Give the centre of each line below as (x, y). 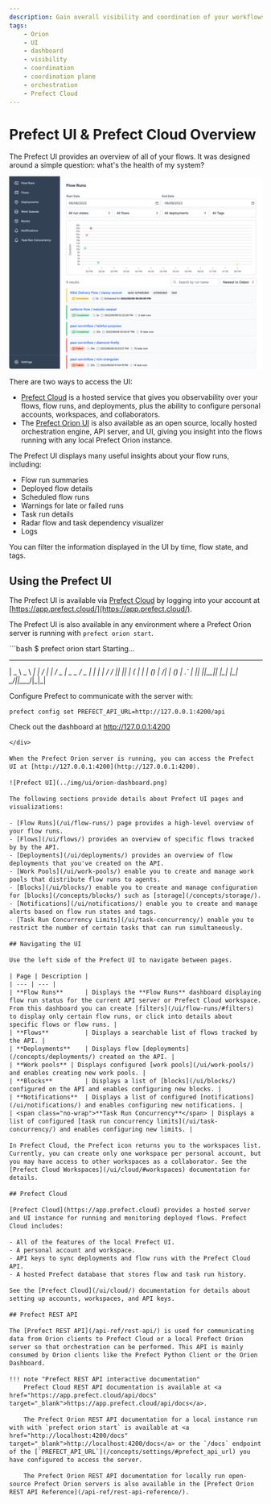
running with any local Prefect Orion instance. (96, 440)
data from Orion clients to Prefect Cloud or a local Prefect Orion (126, 1339)
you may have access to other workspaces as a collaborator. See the (128, 1162)
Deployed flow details (57, 488)
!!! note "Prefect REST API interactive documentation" (105, 1379)
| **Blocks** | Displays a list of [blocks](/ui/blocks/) (123, 1081)
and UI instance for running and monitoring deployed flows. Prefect (128, 1218)
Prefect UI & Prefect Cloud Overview (133, 134)
